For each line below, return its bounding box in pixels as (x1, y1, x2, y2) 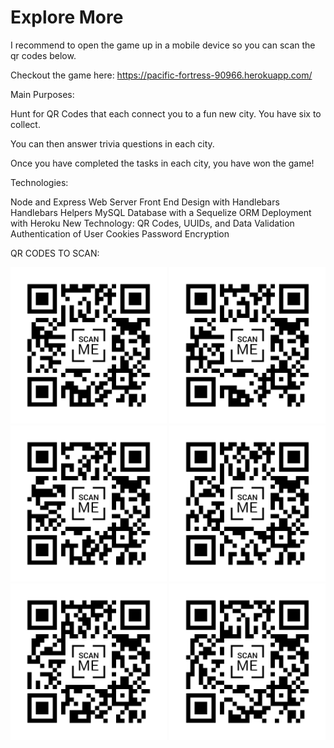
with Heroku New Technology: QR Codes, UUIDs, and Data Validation (10, 217, 295, 229)
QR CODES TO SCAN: (10, 247, 100, 259)
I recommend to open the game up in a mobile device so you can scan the (10, 39, 316, 51)
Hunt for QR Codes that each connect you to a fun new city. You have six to (10, 107, 322, 120)
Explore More (10, 6, 124, 29)
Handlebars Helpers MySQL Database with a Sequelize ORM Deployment (10, 206, 312, 218)
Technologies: (10, 176, 69, 188)
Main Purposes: (10, 88, 75, 100)
